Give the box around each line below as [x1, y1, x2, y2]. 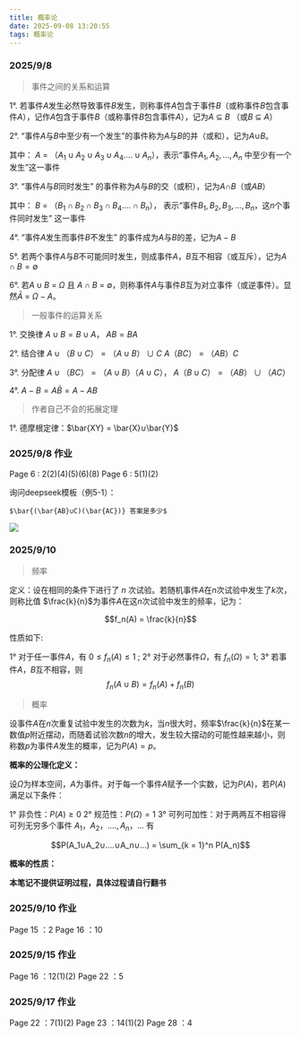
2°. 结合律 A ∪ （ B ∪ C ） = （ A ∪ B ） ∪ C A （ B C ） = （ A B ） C [9, 348, 239, 359]
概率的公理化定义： [9, 760, 81, 771]
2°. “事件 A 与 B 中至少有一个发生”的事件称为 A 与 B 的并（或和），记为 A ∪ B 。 [9, 130, 274, 141]
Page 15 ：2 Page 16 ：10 [9, 924, 103, 935]
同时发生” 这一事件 [16, 213, 87, 224]
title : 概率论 [9, 13, 58, 22]
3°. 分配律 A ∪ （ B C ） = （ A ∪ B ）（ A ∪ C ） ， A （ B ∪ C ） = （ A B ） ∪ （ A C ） [9, 367, 291, 378]
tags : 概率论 [9, 30, 54, 39]
